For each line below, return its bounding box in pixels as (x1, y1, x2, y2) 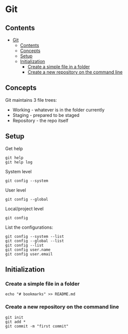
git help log (5, 160, 33, 165)
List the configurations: (5, 224, 53, 230)
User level (5, 187, 26, 193)
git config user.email (5, 251, 53, 256)
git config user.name (5, 247, 51, 252)
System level (5, 168, 32, 174)
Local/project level (5, 206, 44, 212)
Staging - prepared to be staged (12, 112, 80, 118)
